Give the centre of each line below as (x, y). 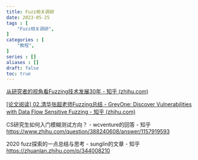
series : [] (21, 57)
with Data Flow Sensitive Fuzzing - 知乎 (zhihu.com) (71, 112)
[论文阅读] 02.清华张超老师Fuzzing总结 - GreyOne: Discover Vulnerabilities (99, 104)
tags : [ (17, 23)
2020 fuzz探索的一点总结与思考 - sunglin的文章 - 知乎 (73, 144)
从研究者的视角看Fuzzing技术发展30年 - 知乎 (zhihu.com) (78, 92)
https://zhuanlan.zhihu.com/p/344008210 (58, 151)
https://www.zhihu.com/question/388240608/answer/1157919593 (88, 132)
